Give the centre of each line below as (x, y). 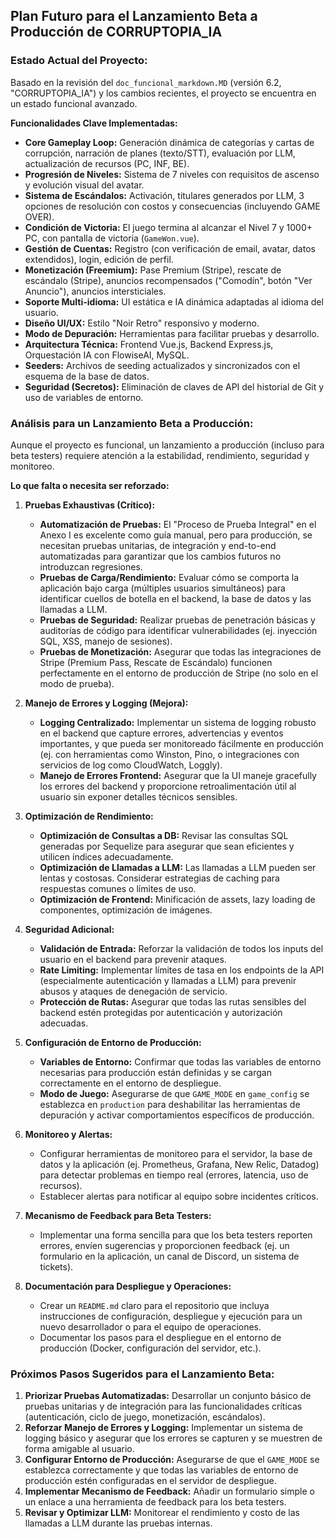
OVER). (39, 216)
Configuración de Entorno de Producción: (113, 1042)
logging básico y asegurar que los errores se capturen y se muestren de (173, 1438)
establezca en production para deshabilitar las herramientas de (170, 1104)
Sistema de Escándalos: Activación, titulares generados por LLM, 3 (164, 195)
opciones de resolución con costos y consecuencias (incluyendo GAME (172, 206)
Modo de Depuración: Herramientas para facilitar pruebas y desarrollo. (172, 333)
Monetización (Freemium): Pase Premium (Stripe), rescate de (153, 270)
